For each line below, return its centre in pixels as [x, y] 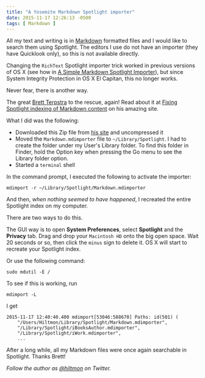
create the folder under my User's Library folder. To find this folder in [102, 146]
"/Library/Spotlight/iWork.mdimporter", [69, 333]
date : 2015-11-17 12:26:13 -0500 [49, 18]
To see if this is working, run [42, 283]
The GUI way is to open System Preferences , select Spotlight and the [95, 229]
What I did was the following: [43, 120]
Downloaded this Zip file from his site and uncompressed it [89, 133]
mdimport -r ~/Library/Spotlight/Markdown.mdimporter [76, 188]
